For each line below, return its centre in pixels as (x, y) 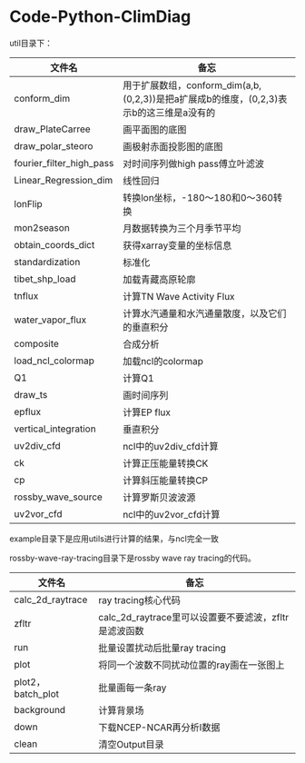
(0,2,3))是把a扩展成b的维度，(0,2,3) (200, 99)
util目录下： (31, 43)
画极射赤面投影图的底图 (172, 146)
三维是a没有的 (186, 113)
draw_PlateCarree (52, 129)
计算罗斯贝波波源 (159, 497)
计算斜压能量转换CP (165, 481)
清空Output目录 (132, 744)
